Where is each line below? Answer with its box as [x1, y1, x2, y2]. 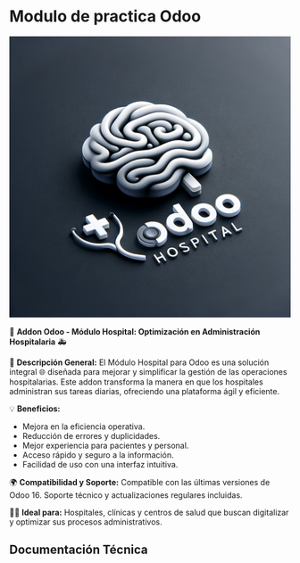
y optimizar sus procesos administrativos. [9, 516, 162, 527]
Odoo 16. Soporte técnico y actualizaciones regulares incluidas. [9, 489, 243, 501]
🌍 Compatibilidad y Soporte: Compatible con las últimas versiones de [9, 476, 271, 487]
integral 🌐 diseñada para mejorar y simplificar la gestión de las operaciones [9, 366, 287, 377]
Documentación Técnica [9, 542, 148, 558]
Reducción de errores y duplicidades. [21, 430, 161, 441]
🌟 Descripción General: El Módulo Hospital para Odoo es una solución [9, 357, 270, 368]
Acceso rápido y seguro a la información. [21, 449, 174, 460]
